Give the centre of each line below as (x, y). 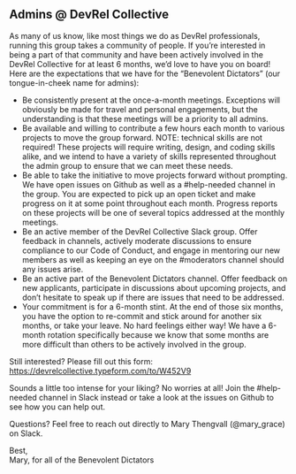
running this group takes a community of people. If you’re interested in (137, 45)
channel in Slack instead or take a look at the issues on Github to (156, 397)
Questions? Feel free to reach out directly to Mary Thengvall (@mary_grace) (147, 424)
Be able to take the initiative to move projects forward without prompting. (155, 175)
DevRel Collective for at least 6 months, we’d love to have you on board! (140, 64)
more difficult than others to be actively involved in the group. (134, 344)
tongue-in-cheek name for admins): (74, 82)
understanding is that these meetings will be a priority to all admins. (145, 119)
